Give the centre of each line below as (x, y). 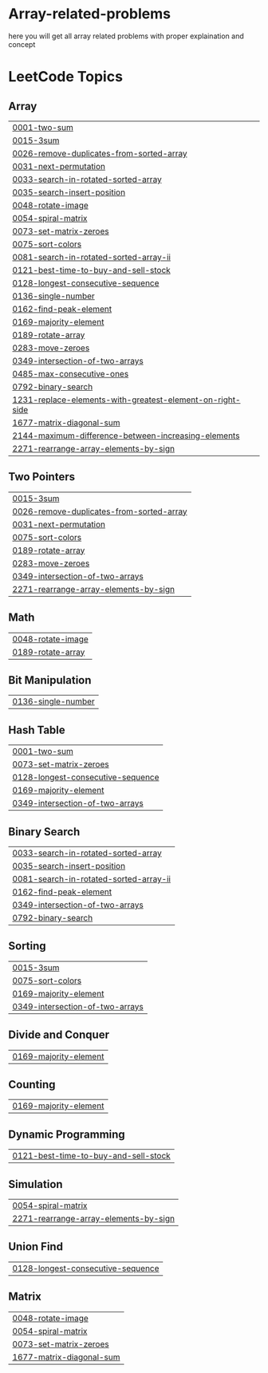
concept (22, 44)
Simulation (35, 1184)
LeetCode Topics (66, 77)
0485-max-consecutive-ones (71, 373)
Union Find (36, 1247)
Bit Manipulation (50, 680)
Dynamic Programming (67, 1134)
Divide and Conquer (59, 1035)
